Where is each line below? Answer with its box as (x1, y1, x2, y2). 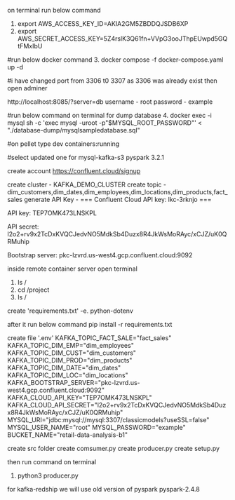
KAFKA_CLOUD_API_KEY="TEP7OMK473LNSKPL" (7, 393, 152, 402)
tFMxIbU (17, 42, 43, 50)
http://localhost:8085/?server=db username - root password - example (7, 97, 213, 106)
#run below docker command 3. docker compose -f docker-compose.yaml (7, 55, 224, 64)
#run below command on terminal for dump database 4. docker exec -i (7, 112, 213, 119)
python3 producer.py (17, 471, 79, 480)
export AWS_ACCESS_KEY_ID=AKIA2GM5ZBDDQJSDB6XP (17, 20, 189, 27)
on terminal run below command (7, 6, 101, 14)
